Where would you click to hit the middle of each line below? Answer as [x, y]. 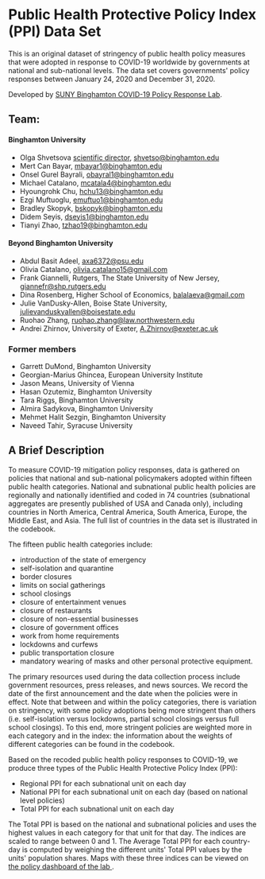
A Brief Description [56, 451]
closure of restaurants [56, 610]
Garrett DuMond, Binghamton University [85, 367]
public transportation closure [67, 652]
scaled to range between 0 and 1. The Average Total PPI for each [114, 841]
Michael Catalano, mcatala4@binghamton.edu [95, 183]
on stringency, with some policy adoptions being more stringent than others [132, 710]
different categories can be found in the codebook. [92, 744]
